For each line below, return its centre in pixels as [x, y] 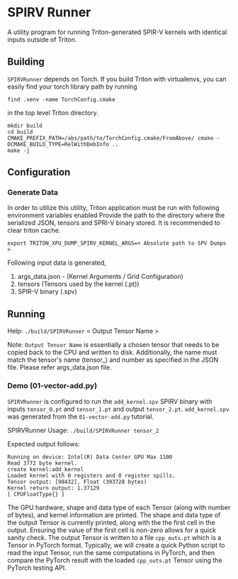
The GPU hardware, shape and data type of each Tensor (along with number [119, 507]
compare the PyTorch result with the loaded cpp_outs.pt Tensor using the [115, 560]
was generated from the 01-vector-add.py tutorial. [81, 417]
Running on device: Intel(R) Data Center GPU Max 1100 [90, 457]
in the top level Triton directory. [53, 112]
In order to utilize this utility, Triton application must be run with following [113, 208]
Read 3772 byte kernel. [42, 463]
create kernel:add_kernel [45, 469]
